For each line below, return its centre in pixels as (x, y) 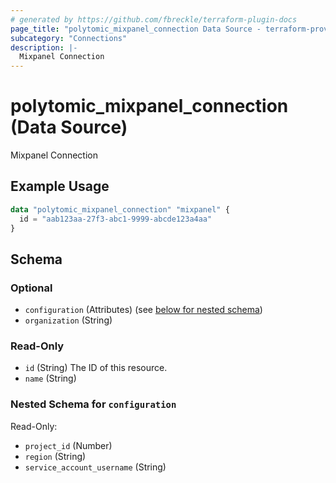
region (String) (55, 456)
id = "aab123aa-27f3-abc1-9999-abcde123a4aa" (116, 219)
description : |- (44, 47)
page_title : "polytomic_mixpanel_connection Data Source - (136, 29)
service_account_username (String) (95, 467)
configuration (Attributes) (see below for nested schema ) (143, 310)
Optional (31, 288)
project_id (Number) (68, 445)
